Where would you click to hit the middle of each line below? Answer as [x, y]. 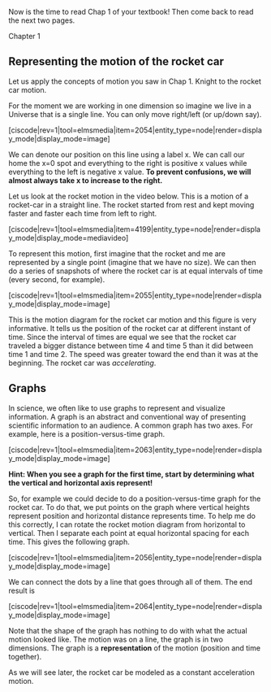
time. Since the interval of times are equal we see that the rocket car [123, 337]
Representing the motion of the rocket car [116, 61]
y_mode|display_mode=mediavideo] [69, 237]
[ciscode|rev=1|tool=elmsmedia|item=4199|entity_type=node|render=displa [135, 229]
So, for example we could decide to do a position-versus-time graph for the [135, 498]
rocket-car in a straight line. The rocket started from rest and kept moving [131, 205]
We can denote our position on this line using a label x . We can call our [127, 155]
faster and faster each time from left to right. [83, 213]
